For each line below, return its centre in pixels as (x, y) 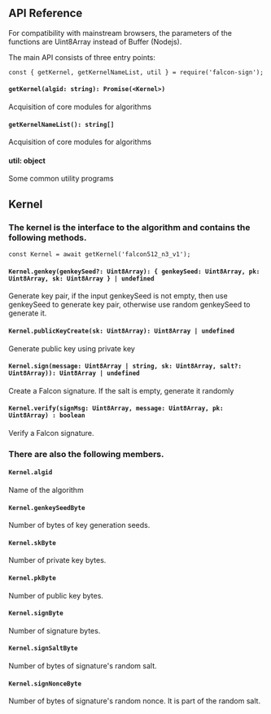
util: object (27, 160)
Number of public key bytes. (56, 595)
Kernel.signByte (36, 613)
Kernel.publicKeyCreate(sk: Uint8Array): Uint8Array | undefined (121, 331)
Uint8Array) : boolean (47, 416)
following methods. (48, 237)
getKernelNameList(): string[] (61, 124)
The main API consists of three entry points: (82, 57)
